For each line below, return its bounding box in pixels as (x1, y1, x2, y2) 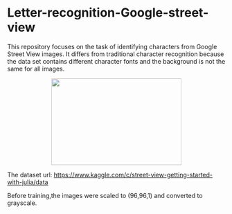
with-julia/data (7, 178, 48, 186)
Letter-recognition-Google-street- (7, 5, 209, 21)
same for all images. (7, 64, 65, 73)
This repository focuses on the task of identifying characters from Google (7, 42, 217, 51)
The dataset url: (7, 170, 53, 179)
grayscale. (7, 199, 37, 207)
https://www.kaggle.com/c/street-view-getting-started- (53, 170, 213, 179)
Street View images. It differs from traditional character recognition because (7, 50, 224, 58)
